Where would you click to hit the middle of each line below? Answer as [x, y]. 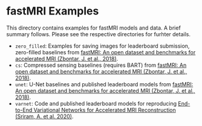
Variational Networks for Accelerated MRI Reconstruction [105, 110]
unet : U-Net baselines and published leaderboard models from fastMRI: [104, 84]
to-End [24, 110]
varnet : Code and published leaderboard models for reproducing [96, 103]
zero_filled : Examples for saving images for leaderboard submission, [102, 46]
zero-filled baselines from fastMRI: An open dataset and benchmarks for [105, 52]
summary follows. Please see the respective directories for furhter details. [98, 34]
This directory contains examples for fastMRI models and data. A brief [94, 28]
